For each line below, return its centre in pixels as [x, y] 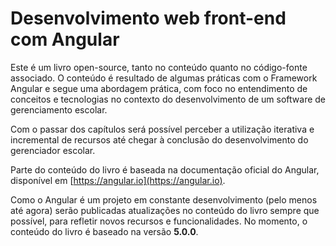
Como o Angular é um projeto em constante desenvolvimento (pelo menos [164, 199]
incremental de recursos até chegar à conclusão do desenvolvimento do [159, 139]
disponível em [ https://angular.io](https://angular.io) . [118, 180]
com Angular [65, 39]
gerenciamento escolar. [59, 109]
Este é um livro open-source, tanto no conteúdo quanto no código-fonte [159, 67]
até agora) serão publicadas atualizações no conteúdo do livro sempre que [165, 210]
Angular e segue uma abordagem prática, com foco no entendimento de [159, 88]
